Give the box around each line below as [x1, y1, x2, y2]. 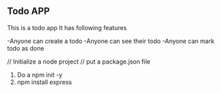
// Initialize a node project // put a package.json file [7, 57, 151, 66]
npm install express [16, 78, 73, 86]
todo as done [7, 44, 44, 52]
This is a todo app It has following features [7, 23, 127, 31]
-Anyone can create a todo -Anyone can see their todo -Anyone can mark [7, 37, 215, 45]
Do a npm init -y [16, 70, 63, 79]
